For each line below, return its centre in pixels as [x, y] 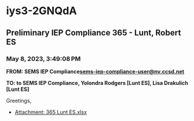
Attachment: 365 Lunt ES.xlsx [51, 112]
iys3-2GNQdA [41, 11]
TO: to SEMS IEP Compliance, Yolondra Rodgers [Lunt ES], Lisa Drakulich [97, 83]
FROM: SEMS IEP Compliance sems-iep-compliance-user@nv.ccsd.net [95, 71]
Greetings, [19, 100]
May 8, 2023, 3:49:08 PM [43, 58]
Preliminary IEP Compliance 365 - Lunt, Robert [94, 33]
